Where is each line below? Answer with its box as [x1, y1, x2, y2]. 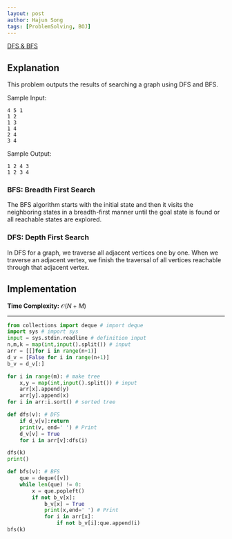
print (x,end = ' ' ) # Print [43, 506, 119, 514]
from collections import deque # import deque [7, 322, 144, 329]
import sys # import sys [7, 328, 79, 336]
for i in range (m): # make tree [7, 373, 100, 380]
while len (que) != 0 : [19, 481, 81, 488]
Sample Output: [7, 149, 52, 158]
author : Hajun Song [7, 17, 64, 24]
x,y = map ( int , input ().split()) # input [19, 379, 137, 386]
